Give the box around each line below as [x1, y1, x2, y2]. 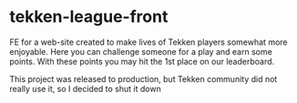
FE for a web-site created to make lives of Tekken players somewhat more [9, 36, 288, 47]
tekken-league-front [9, 6, 169, 27]
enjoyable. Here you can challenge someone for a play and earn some [9, 46, 273, 57]
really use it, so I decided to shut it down [9, 83, 161, 94]
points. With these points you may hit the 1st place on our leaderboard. [9, 56, 275, 67]
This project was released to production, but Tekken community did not [9, 73, 278, 84]
